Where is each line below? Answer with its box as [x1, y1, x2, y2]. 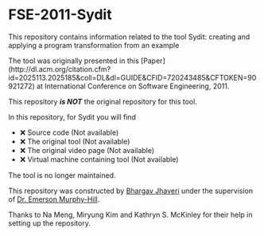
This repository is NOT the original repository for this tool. [8, 96, 197, 106]
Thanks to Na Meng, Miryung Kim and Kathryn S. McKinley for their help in [8, 210, 253, 219]
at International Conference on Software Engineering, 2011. [36, 81, 230, 91]
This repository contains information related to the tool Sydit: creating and [8, 32, 250, 41]
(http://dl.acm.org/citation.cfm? [8, 64, 111, 73]
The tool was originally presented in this [8, 56, 139, 65]
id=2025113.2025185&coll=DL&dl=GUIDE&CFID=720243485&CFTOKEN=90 [8, 73, 257, 82]
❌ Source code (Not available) [19, 128, 119, 137]
